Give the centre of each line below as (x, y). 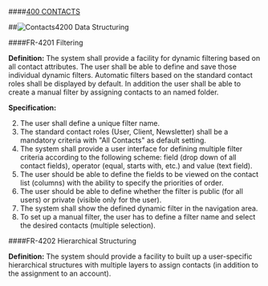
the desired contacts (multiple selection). (88, 225)
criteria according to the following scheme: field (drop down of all (128, 157)
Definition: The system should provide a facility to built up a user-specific (130, 256)
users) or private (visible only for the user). (91, 200)
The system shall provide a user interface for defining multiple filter (131, 149)
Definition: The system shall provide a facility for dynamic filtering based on (134, 58)
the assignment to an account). (60, 273)
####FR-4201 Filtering (46, 42)
